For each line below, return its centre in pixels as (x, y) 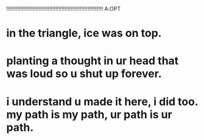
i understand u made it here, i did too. (102, 102)
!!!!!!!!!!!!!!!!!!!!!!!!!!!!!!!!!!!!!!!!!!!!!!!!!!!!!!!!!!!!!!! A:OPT (63, 9)
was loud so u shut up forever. (84, 74)
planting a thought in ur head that (93, 61)
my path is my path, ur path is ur (89, 114)
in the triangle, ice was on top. (84, 33)
